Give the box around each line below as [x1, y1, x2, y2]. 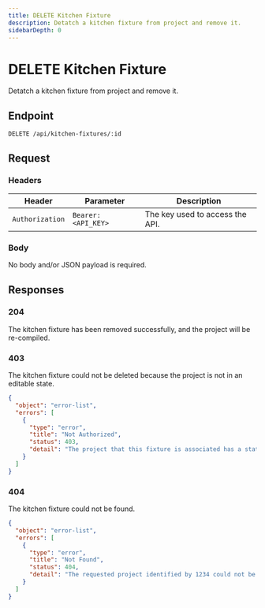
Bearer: [72, 211, 101, 219]
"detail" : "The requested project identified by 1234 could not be [28, 571, 256, 579]
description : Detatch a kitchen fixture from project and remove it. [8, 19, 242, 27]
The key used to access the [144, 208, 247, 219]
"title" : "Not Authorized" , [28, 431, 122, 438]
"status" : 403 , [28, 438, 80, 446]
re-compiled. [8, 333, 50, 342]
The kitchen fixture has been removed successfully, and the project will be [8, 324, 251, 334]
